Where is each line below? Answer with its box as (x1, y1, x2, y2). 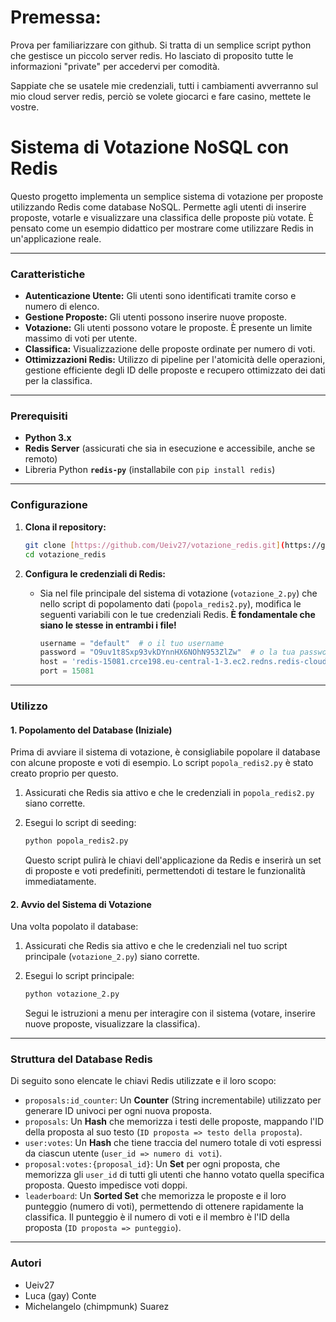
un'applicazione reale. (10, 232, 102, 245)
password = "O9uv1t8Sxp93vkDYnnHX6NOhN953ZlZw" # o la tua (39, 647, 296, 658)
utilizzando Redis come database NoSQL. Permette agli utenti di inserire (10, 201, 307, 213)
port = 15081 (39, 666, 95, 676)
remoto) (24, 453, 58, 465)
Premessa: (10, 6, 102, 29)
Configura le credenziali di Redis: (24, 567, 166, 580)
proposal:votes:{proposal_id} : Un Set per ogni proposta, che (24, 1158, 281, 1170)
